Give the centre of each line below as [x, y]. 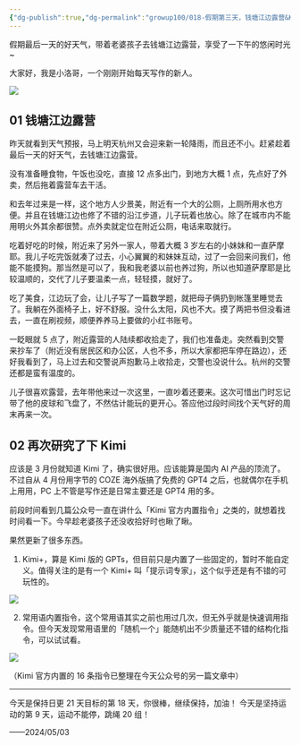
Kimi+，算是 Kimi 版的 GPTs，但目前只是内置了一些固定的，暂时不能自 [151, 560]
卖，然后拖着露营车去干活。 [60, 185]
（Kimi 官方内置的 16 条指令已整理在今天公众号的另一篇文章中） [126, 676]
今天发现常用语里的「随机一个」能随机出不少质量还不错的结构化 [163, 629]
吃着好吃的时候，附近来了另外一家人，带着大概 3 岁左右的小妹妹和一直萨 [143, 245]
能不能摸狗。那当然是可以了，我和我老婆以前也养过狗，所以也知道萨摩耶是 [146, 268]
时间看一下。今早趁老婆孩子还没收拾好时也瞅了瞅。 [103, 521]
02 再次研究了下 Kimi [68, 445]
